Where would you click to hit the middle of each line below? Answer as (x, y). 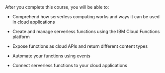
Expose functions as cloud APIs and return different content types (80, 46)
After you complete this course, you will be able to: (57, 7)
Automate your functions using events (51, 56)
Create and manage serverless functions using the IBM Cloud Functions (86, 31)
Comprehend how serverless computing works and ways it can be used (86, 17)
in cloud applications (34, 22)
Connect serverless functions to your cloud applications (70, 65)
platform (21, 37)
